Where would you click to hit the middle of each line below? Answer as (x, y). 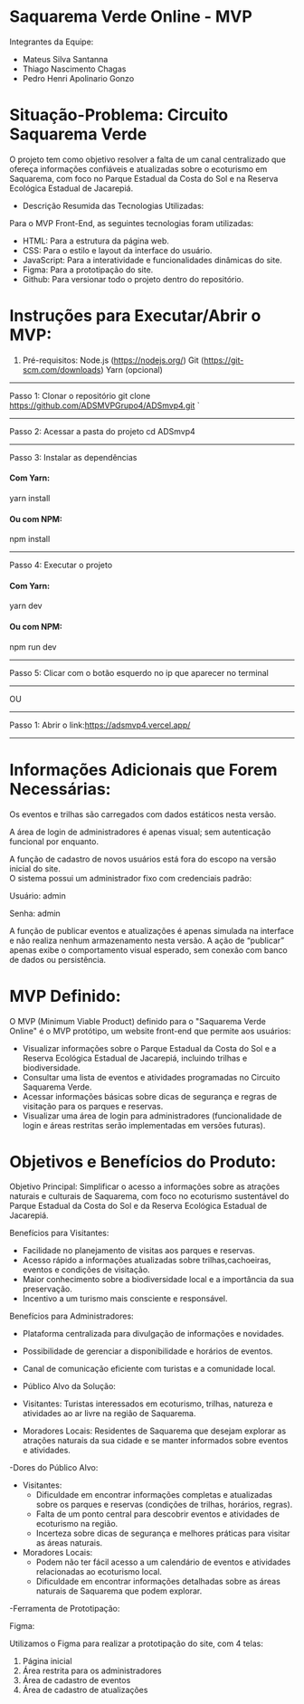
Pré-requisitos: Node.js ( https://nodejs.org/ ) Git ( (113, 360)
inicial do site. (35, 868)
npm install (30, 539)
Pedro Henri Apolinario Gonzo (78, 78)
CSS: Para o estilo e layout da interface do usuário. (117, 250)
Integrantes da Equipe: (52, 42)
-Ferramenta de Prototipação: (65, 1609)
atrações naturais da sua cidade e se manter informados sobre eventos (155, 1441)
